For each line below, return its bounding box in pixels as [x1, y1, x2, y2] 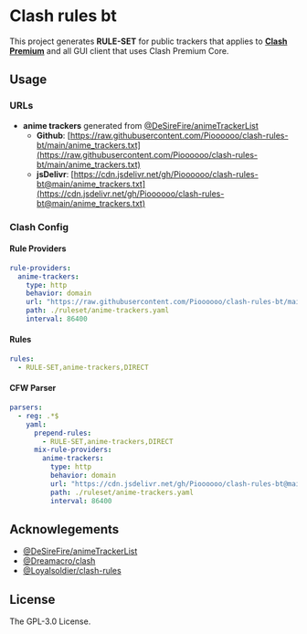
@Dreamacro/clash [22, 555, 96, 566]
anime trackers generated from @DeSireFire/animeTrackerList [22, 120, 259, 131]
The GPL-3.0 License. [9, 616, 91, 627]
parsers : [9, 403, 43, 412]
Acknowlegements [9, 522, 120, 537]
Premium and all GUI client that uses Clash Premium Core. [9, 45, 229, 56]
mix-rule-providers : [33, 445, 112, 455]
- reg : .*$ [17, 411, 59, 420]
